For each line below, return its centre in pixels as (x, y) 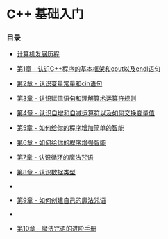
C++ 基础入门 (45, 14)
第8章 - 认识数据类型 (46, 172)
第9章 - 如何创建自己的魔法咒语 (61, 200)
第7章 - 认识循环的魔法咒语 (55, 158)
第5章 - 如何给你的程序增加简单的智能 (70, 128)
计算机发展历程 (38, 54)
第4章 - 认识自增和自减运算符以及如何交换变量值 (86, 113)
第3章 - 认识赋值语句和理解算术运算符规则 (76, 99)
